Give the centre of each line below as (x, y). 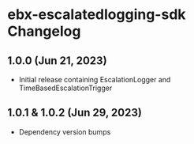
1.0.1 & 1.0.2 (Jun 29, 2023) (75, 113)
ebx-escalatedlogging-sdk (97, 15)
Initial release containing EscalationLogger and (95, 80)
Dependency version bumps (65, 131)
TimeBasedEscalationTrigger (65, 88)
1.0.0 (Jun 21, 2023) (57, 61)
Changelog (44, 31)
